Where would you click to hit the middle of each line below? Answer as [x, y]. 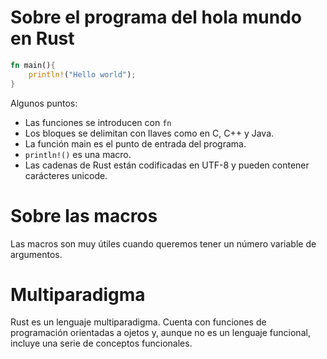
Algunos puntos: [44, 103]
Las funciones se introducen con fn [98, 122]
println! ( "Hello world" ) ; [82, 74]
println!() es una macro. [78, 154]
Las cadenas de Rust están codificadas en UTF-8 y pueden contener [167, 165]
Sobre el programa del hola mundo [156, 17]
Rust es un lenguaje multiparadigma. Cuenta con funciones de [138, 322]
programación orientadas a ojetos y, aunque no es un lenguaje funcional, [160, 333]
